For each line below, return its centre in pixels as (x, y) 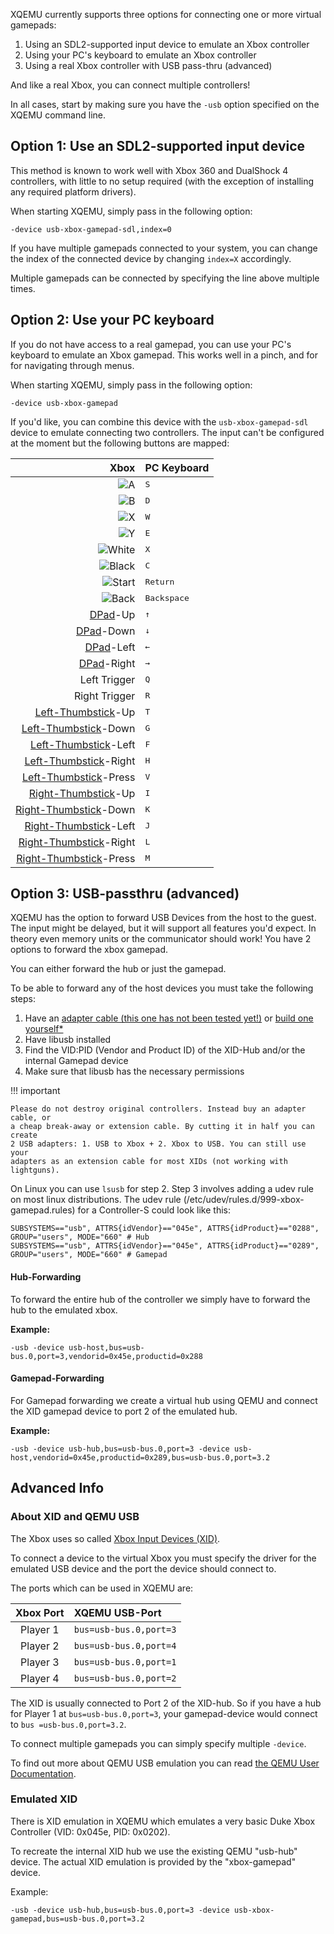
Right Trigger (104, 696)
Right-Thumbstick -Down (75, 809)
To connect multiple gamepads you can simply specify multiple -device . (158, 1743)
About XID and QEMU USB (75, 1517)
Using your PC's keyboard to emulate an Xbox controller (140, 55)
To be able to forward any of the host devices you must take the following (162, 988)
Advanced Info (57, 1488)
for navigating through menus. (72, 365)
